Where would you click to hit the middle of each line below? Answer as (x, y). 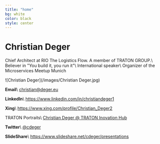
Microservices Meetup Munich (36, 71)
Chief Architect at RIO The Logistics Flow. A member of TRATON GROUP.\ (79, 61)
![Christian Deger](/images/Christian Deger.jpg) (53, 80)
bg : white (15, 14)
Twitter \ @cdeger (23, 127)
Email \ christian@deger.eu (32, 90)
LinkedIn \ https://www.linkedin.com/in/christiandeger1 (60, 99)
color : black (18, 18)
